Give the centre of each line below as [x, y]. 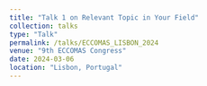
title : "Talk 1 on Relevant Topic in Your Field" [104, 17]
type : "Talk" [34, 34]
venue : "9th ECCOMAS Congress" [68, 51]
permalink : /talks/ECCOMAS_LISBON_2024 [84, 43]
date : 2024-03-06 [42, 59]
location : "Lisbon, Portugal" [66, 68]
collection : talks [44, 26]
